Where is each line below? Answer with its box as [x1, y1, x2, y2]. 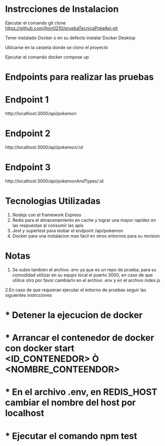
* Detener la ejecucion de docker [5, 310, 143, 320]
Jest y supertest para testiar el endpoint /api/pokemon [12, 227, 124, 234]
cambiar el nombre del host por [5, 397, 136, 408]
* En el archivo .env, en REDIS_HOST [5, 386, 158, 398]
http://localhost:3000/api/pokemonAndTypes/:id [5, 178, 104, 184]
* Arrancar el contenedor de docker [5, 332, 155, 343]
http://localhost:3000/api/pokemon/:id [5, 144, 83, 150]
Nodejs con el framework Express [12, 212, 82, 218]
